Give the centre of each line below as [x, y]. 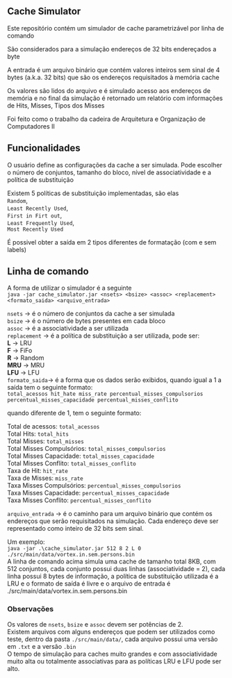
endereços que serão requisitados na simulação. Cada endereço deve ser [113, 521]
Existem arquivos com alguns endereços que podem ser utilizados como [111, 631]
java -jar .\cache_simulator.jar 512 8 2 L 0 [74, 549]
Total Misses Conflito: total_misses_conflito [72, 463]
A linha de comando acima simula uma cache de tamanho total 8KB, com [112, 561]
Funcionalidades [44, 148]
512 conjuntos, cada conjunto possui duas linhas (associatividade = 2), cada [116, 569]
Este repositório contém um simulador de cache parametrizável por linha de [116, 28]
